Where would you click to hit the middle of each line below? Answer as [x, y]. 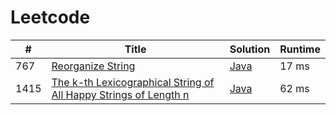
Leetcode [50, 17]
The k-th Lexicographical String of [133, 82]
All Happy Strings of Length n [120, 94]
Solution [250, 49]
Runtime [300, 49]
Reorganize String [93, 66]
